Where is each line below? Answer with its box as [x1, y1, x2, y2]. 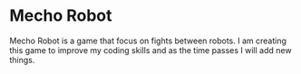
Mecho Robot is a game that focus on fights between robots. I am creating [9, 35, 287, 46]
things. [9, 54, 35, 65]
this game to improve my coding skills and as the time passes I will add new [9, 44, 292, 55]
